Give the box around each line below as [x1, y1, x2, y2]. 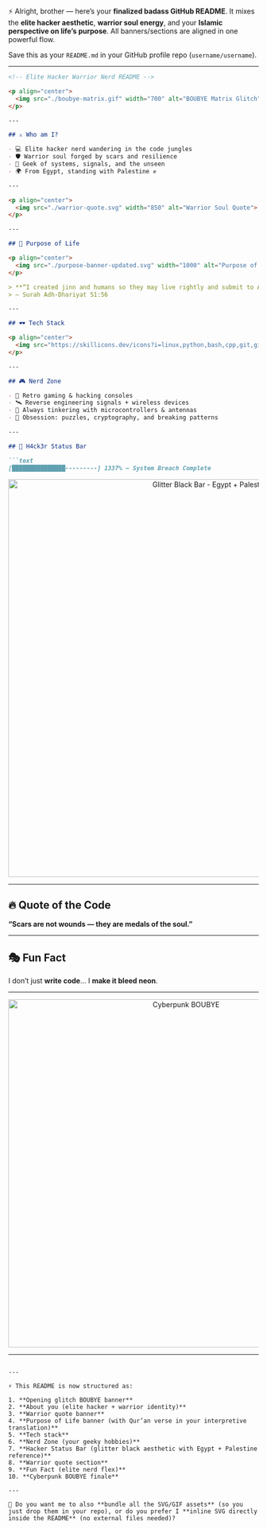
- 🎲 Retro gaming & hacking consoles [8, 391, 133, 399]
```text [8, 457, 34, 465]
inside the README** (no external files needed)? [8, 1515, 176, 1523]
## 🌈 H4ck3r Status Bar [8, 442, 87, 450]
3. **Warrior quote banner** [8, 1410, 105, 1418]
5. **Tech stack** [8, 1431, 69, 1439]
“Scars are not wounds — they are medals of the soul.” [8, 920, 193, 929]
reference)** [8, 1452, 52, 1460]
